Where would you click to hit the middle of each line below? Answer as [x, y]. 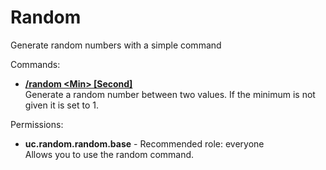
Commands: [35, 64]
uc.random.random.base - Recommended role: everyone [144, 143]
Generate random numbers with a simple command [116, 45]
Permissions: [37, 124]
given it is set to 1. [61, 105]
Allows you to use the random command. [109, 154]
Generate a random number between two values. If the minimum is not [170, 94]
